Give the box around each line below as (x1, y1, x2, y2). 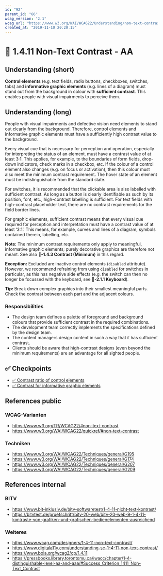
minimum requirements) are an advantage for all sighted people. (12, 350, 141, 356)
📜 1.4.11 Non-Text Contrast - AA (5, 46, 133, 57)
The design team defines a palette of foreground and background (12, 314, 144, 320)
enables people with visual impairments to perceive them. (5, 94, 120, 100)
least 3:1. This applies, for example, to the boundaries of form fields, (5, 156, 141, 162)
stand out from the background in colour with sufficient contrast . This (5, 88, 146, 95)
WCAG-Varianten (5, 412, 47, 419)
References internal (5, 481, 66, 489)
